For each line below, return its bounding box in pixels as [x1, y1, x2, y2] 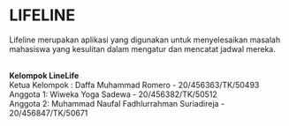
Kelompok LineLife [9, 70, 80, 80]
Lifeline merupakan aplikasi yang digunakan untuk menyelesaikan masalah [9, 34, 281, 45]
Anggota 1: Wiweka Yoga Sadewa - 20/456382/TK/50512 [9, 89, 218, 100]
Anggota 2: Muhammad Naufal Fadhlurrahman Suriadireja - [9, 98, 225, 108]
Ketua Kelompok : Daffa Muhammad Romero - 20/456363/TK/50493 [9, 79, 260, 90]
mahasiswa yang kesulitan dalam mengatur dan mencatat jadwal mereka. [9, 43, 276, 54]
